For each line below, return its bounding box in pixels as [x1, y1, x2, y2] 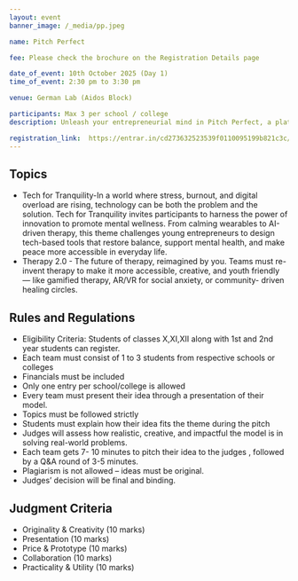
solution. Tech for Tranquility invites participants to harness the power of [21, 209, 288, 220]
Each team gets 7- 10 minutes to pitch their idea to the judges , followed [21, 447, 285, 458]
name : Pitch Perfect [9, 37, 86, 46]
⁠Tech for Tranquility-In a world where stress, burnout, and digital [21, 190, 258, 200]
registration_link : [9, 134, 82, 143]
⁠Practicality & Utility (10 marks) [21, 561, 135, 572]
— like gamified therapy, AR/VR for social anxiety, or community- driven [21, 275, 285, 286]
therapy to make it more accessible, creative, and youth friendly [46, 265, 280, 276]
